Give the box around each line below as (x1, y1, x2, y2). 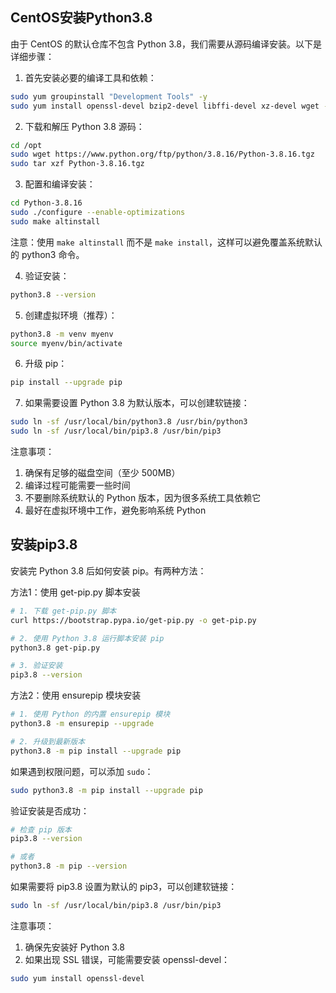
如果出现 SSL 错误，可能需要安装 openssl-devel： (24, 953, 231, 965)
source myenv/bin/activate (10, 338, 123, 348)
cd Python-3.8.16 (10, 198, 83, 208)
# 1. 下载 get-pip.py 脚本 (10, 606, 117, 616)
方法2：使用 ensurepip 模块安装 (10, 689, 142, 702)
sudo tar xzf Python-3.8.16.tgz (10, 159, 145, 169)
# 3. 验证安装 (10, 661, 63, 671)
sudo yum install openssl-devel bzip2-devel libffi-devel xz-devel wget (10, 101, 320, 111)
